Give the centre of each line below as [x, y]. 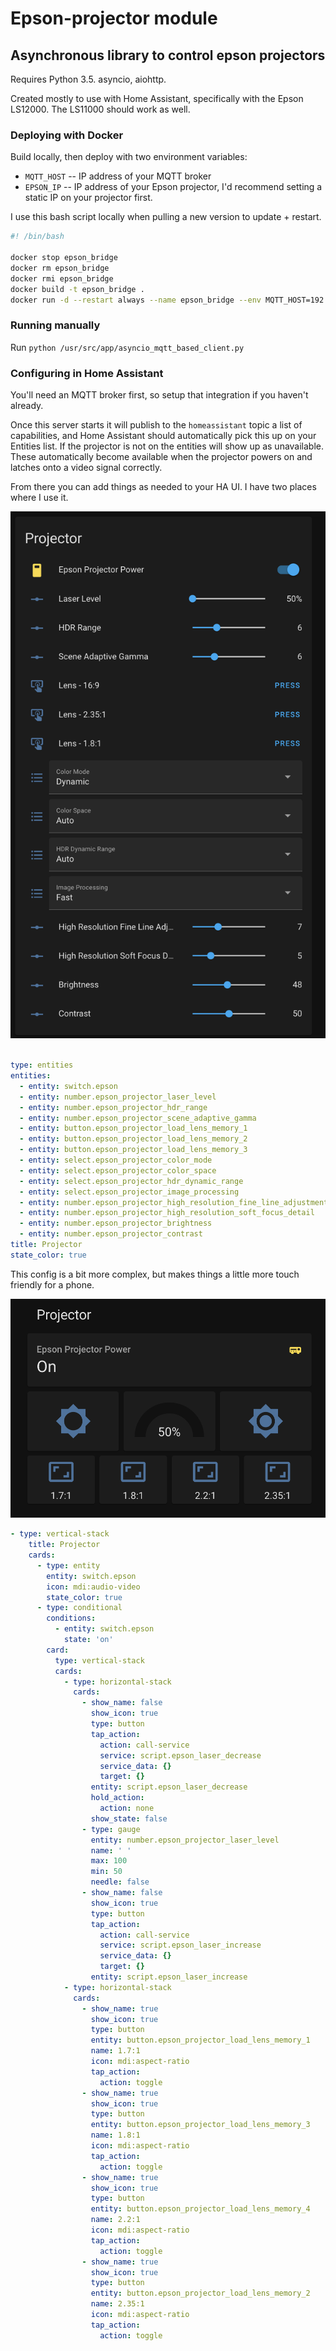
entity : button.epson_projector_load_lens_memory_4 [200, 2209]
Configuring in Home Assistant [87, 373]
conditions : [71, 1618]
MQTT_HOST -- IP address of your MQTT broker [118, 176]
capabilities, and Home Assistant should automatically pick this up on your [163, 436]
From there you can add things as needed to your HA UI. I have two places [163, 487]
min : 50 [106, 1872]
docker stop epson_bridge [64, 258]
